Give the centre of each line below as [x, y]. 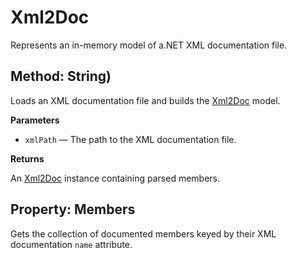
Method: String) [61, 76]
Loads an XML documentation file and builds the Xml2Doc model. [145, 100]
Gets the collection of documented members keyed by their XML [143, 233]
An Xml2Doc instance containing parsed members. [115, 178]
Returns [27, 158]
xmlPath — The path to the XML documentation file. [130, 139]
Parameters [35, 120]
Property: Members [73, 209]
